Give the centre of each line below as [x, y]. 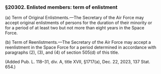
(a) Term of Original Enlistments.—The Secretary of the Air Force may [74, 18]
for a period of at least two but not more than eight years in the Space [75, 28]
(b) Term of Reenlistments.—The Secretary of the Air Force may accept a [78, 42]
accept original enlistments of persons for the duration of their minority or [79, 23]
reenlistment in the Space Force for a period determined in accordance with [81, 48]
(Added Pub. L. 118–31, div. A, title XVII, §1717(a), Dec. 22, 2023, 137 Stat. [78, 62]
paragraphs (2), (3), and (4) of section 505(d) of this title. [62, 52]
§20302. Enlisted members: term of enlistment [61, 7]
